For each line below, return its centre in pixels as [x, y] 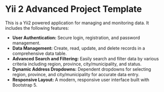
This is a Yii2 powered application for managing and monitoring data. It [77, 23]
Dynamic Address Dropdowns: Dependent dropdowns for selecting [82, 69]
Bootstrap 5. [25, 85]
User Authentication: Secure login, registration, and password [76, 38]
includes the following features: [37, 28]
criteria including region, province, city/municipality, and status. [77, 64]
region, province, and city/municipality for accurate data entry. [76, 74]
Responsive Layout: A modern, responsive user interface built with [81, 80]
